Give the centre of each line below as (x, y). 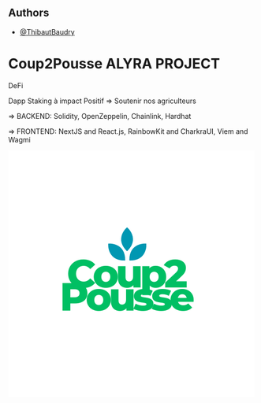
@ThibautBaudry (47, 31)
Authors (29, 13)
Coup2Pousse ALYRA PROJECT (114, 64)
